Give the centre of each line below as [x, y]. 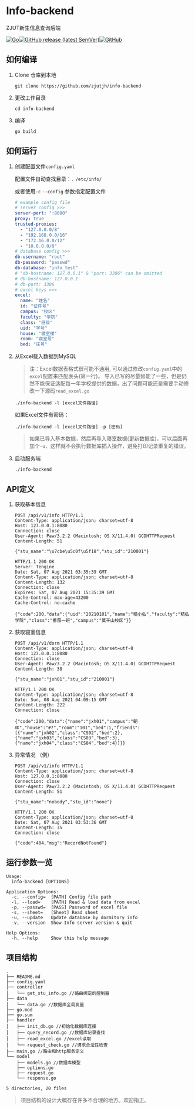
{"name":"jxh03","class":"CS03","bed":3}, [67, 738]
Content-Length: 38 [38, 669]
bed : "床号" [34, 344]
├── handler [21, 1020]
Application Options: [33, 892]
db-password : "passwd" [42, 263]
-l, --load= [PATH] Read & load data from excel [76, 902]
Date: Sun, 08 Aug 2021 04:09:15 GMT [61, 700]
